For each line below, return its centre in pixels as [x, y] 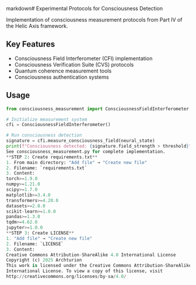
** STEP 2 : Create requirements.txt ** [52, 157]
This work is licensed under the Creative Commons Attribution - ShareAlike [99, 266]
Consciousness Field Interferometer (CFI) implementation [83, 58]
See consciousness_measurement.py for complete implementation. [86, 151]
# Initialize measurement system [47, 119]
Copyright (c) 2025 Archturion [44, 260]
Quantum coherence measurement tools [63, 71]
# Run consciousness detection [44, 135]
